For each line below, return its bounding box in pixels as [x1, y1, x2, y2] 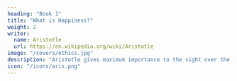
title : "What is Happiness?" [7, 17, 94, 24]
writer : [7, 30, 31, 37]
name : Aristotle [13, 37, 62, 44]
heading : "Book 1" [7, 10, 62, 18]
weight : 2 [7, 23, 37, 30]
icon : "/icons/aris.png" [7, 63, 81, 70]
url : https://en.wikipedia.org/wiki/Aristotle [13, 43, 154, 50]
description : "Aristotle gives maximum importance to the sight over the [7, 56, 231, 63]
